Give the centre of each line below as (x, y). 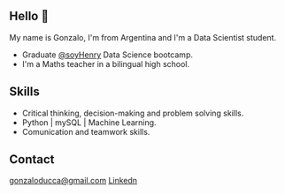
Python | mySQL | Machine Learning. (89, 122)
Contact (32, 160)
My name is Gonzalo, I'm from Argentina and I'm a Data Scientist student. (143, 37)
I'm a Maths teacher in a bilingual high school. (106, 63)
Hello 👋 (29, 16)
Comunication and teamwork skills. (86, 131)
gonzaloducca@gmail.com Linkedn (73, 181)
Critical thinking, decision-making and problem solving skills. (133, 113)
